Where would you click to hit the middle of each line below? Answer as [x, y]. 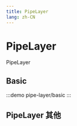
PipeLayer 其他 [34, 115]
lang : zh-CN [21, 17]
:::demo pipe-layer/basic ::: [39, 95]
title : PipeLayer [27, 11]
